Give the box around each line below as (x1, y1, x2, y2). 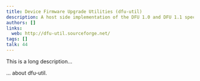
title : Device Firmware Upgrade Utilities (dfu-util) (6, 8, 143, 15)
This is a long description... (6, 57, 73, 65)
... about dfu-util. (6, 69, 48, 76)
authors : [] (6, 20, 36, 25)
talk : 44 (6, 42, 28, 48)
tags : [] (6, 36, 28, 42)
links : (6, 25, 23, 31)
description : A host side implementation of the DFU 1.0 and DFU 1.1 (6, 14, 183, 20)
